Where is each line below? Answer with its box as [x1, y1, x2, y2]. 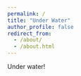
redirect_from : [7, 30, 52, 37]
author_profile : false [7, 23, 74, 30]
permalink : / [7, 10, 46, 18]
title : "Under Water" [7, 17, 71, 24]
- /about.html [13, 43, 55, 50]
